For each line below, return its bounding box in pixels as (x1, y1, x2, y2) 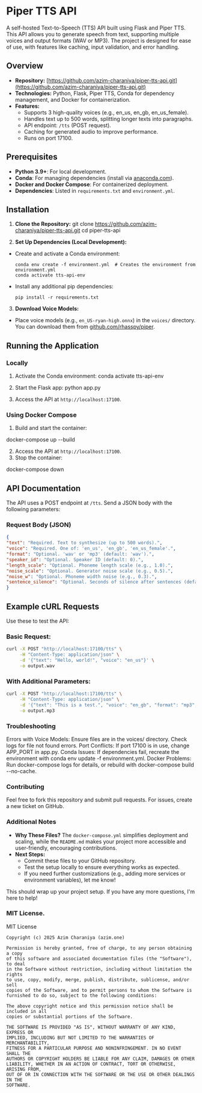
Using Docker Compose (6, 411, 77, 419)
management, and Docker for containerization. (14, 96, 131, 103)
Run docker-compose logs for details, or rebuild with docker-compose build (6, 761, 194, 768)
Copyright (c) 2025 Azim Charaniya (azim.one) (6, 935, 125, 941)
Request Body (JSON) (6, 521, 72, 529)
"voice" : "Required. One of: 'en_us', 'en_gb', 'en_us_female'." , (6, 546, 176, 552)
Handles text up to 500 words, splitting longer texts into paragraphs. (23, 115, 194, 122)
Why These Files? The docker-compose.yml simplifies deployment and (14, 831, 188, 838)
